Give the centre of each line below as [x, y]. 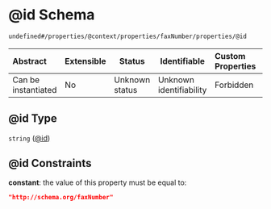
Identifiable [183, 61]
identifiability [182, 90]
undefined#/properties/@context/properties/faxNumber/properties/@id [128, 36]
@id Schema [52, 15]
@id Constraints [50, 163]
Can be [26, 80]
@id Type [33, 119]
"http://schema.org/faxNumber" [61, 198]
